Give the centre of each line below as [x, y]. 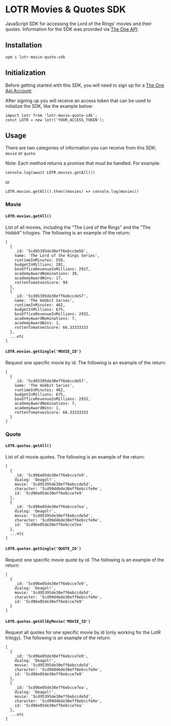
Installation [24, 45]
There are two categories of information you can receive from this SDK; [81, 148]
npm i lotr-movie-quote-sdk [35, 57]
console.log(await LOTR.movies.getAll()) [50, 173]
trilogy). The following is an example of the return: [58, 638]
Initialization [26, 73]
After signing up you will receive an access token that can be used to [78, 101]
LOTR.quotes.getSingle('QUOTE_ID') [43, 549]
